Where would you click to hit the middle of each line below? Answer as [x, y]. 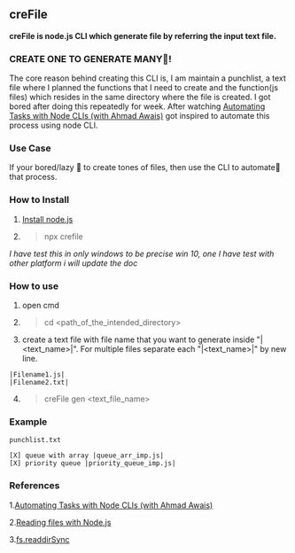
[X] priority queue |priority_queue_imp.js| [93, 463]
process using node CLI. [54, 125]
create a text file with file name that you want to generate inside [138, 339]
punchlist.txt [35, 440]
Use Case [30, 148]
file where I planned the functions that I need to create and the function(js [144, 88]
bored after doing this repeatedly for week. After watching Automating [137, 106]
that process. [33, 177]
